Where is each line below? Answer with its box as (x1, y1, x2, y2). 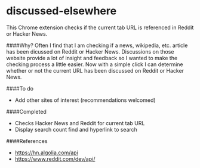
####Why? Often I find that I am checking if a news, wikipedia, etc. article (6, 42, 188, 49)
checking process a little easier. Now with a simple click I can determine (6, 61, 183, 68)
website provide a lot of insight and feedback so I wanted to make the (6, 54, 178, 61)
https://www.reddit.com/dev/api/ (14, 155, 96, 162)
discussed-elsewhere (6, 4, 117, 18)
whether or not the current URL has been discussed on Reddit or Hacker (6, 67, 184, 74)
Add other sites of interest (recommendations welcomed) (14, 97, 156, 104)
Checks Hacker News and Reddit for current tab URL (14, 119, 145, 126)
